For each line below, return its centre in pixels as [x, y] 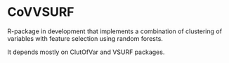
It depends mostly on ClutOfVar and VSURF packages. [86, 52]
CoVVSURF [41, 12]
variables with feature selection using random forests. [85, 38]
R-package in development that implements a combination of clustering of [115, 31]
